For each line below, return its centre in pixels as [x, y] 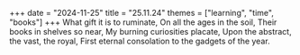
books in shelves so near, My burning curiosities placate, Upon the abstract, [150, 31]
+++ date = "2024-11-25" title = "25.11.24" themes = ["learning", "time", [142, 13]
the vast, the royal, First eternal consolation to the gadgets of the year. [140, 41]
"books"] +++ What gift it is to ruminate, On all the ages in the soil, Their [143, 22]
